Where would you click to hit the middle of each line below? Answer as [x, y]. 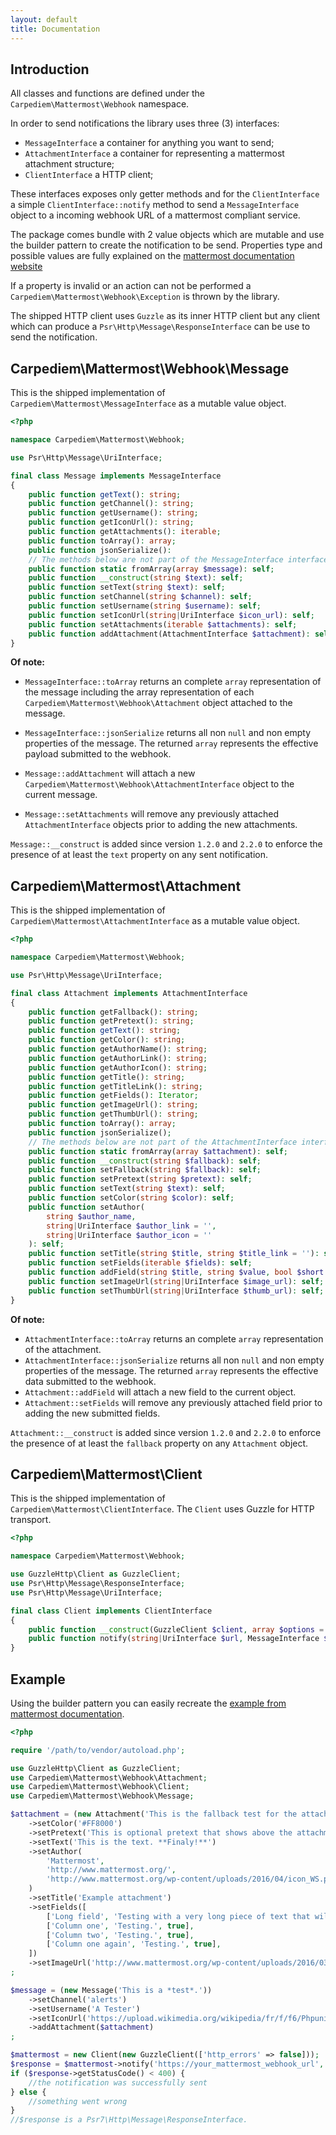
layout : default [44, 19]
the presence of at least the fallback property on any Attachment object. [159, 1443]
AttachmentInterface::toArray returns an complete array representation [174, 1338]
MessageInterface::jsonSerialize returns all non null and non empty [168, 733]
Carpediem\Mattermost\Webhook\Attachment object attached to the [158, 703]
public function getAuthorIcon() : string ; [118, 1067]
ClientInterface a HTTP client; [89, 175]
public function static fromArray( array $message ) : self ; [151, 569]
